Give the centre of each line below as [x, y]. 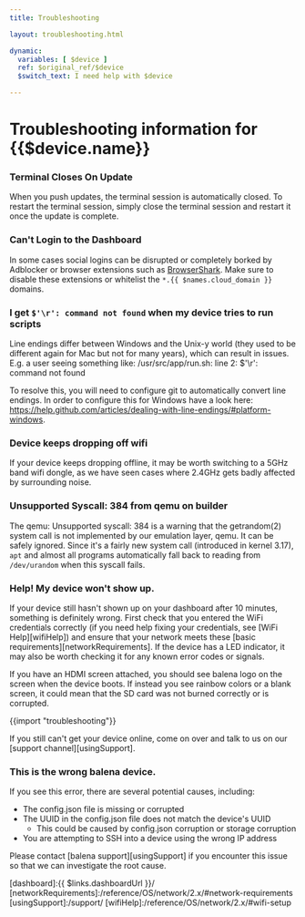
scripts [25, 324]
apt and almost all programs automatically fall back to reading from [135, 555]
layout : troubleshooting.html [67, 34]
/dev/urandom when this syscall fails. [77, 564]
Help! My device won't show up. [82, 588]
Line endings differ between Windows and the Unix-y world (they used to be [152, 344]
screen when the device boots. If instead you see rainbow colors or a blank [150, 684]
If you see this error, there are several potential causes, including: [132, 792]
